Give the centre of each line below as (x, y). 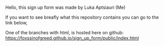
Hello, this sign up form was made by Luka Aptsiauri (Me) (65, 7)
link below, (17, 23)
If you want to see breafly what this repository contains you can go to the (82, 17)
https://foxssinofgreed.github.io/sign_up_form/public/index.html (72, 38)
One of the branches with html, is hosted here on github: (64, 32)
